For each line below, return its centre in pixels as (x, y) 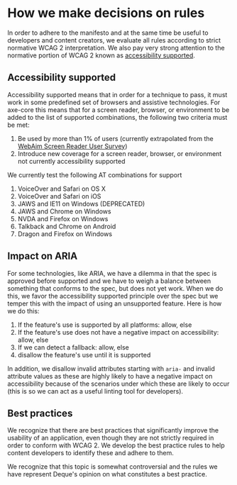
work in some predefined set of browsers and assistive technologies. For (114, 102)
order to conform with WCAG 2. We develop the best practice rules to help (116, 445)
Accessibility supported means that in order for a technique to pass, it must (117, 94)
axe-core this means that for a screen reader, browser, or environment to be (118, 110)
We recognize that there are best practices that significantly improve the (113, 430)
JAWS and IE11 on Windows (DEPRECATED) (81, 204)
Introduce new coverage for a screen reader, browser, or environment (120, 153)
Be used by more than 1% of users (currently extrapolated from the (116, 138)
